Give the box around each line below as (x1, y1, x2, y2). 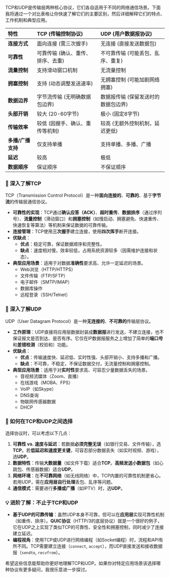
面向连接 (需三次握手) (37, 40, 88, 47)
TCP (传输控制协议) (37, 30, 83, 37)
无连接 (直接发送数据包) (100, 40, 157, 47)
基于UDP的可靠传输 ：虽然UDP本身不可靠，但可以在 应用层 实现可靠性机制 (12, 512, 164, 518)
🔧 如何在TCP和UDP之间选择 (5, 418, 73, 425)
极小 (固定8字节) (100, 110, 140, 117)
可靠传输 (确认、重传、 (37, 50, 91, 57)
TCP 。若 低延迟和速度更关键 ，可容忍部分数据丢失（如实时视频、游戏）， (12, 447, 162, 453)
